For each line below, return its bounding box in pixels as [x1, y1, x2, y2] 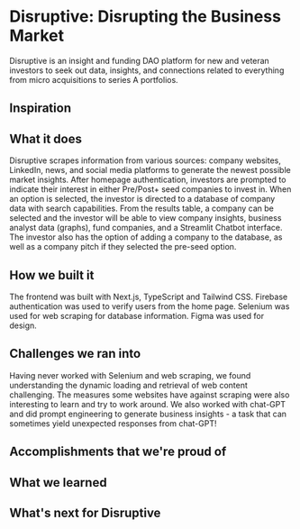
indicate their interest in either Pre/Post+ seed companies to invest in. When [9, 184, 292, 195]
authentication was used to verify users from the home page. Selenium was [9, 300, 290, 312]
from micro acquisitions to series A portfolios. [9, 74, 178, 85]
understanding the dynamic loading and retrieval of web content [9, 379, 248, 390]
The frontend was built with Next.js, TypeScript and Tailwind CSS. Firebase [9, 291, 288, 302]
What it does [9, 131, 83, 146]
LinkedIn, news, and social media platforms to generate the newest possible [9, 165, 291, 176]
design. [9, 320, 38, 331]
